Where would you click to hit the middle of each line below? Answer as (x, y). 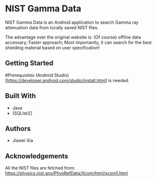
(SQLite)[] (22, 113)
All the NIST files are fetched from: (40, 168)
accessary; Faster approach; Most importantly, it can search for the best (78, 42)
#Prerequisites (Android (29, 75)
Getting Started (29, 63)
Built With (20, 96)
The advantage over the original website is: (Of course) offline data (73, 37)
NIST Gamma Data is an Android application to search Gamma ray (72, 22)
